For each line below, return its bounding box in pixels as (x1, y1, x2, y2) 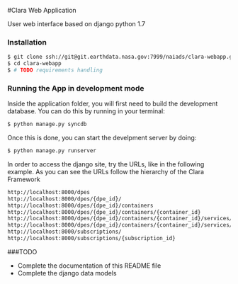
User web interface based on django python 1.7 (7, 20, 146, 28)
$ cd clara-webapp (7, 60, 62, 67)
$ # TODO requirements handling (7, 67, 103, 74)
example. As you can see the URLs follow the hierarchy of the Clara (7, 167, 204, 176)
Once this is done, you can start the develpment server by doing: (7, 134, 197, 142)
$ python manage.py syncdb (7, 120, 87, 128)
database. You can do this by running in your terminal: (7, 107, 165, 115)
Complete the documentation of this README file (17, 261, 161, 270)
